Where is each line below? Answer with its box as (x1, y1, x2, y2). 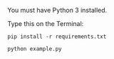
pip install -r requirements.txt (7, 33, 107, 40)
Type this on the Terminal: (7, 20, 84, 27)
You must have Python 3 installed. (7, 6, 108, 14)
